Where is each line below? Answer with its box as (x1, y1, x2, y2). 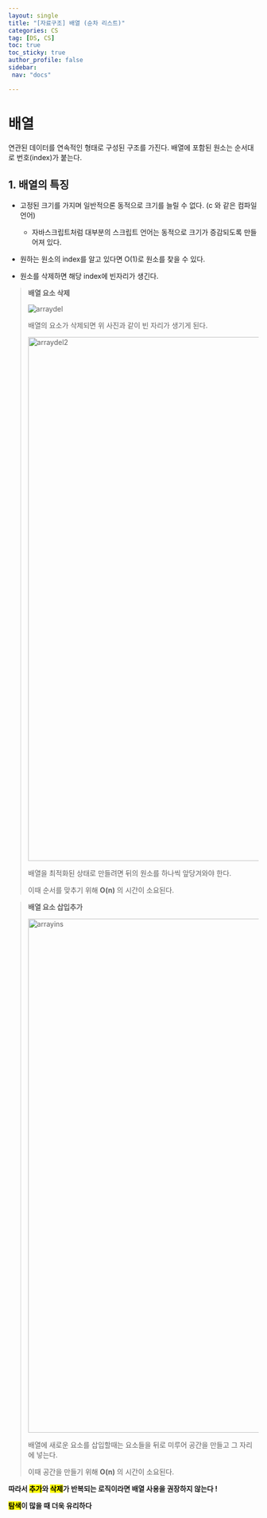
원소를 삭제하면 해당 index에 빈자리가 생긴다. (19, 272, 159, 281)
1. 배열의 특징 (8, 178, 69, 191)
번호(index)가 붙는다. (16, 152, 83, 162)
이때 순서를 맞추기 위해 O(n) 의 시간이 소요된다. (27, 885, 175, 895)
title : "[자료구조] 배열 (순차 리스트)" (8, 19, 126, 27)
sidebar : (8, 64, 37, 72)
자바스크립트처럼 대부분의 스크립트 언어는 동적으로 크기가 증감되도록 (31, 228, 242, 237)
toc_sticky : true (8, 49, 66, 57)
